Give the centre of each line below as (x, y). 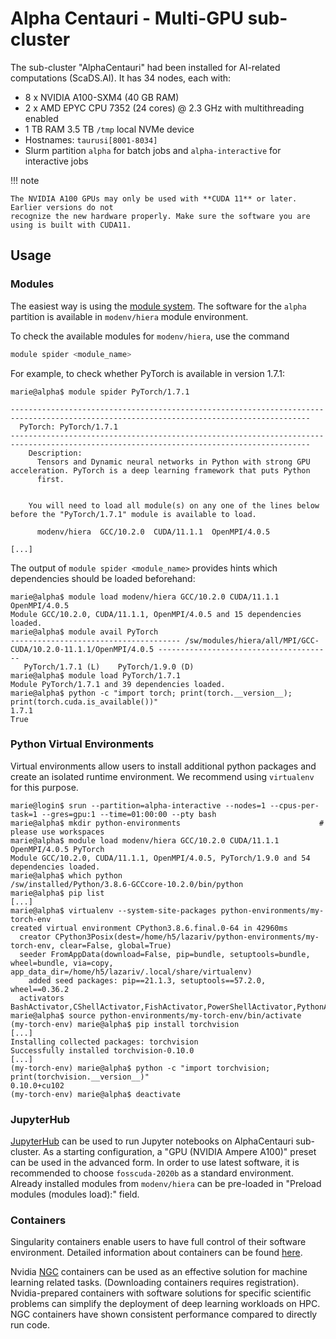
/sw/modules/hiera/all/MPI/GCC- (252, 640)
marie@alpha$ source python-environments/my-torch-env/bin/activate (156, 1015)
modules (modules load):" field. (75, 1194)
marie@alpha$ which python (66, 875)
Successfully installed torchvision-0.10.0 (102, 1050)
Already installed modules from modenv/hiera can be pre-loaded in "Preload (166, 1184)
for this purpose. (44, 787)
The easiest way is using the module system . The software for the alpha (158, 306)
